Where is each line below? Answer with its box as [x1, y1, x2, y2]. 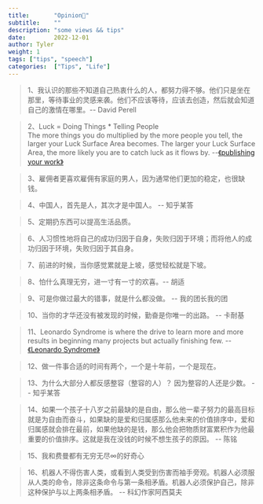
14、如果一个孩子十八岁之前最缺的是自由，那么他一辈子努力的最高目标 [27, 404, 255, 414]
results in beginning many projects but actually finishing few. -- [27, 336, 232, 345]
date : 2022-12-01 [8, 33, 89, 42]
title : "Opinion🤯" [8, 11, 89, 20]
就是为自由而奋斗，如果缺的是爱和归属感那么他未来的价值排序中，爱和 [27, 414, 255, 424]
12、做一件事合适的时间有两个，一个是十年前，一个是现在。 [27, 361, 221, 370]
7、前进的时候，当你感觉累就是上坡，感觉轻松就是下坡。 [27, 260, 210, 270]
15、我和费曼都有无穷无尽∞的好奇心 [27, 451, 144, 460]
